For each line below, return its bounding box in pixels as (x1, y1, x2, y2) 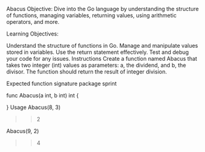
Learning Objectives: (6, 30, 59, 37)
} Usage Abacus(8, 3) (6, 104, 61, 111)
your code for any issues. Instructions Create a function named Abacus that (6, 55, 198, 62)
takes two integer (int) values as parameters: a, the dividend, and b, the (6, 61, 187, 69)
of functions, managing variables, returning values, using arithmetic (6, 12, 177, 19)
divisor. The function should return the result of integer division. (6, 68, 167, 75)
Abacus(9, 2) (6, 127, 39, 134)
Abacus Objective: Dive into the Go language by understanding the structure (6, 6, 199, 12)
